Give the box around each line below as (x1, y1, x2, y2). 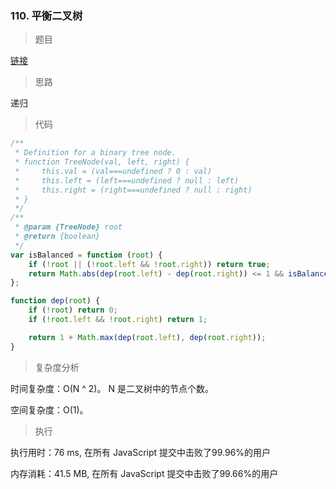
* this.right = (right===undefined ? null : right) (14, 185, 253, 195)
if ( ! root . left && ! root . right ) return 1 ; (28, 315, 208, 325)
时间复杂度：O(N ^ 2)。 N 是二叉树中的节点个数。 (10, 382, 214, 394)
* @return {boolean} (14, 232, 101, 242)
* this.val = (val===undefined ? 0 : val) (14, 166, 213, 176)
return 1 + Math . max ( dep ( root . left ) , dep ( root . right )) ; (28, 332, 267, 342)
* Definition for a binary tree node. (14, 148, 177, 158)
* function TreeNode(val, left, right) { (14, 157, 190, 167)
